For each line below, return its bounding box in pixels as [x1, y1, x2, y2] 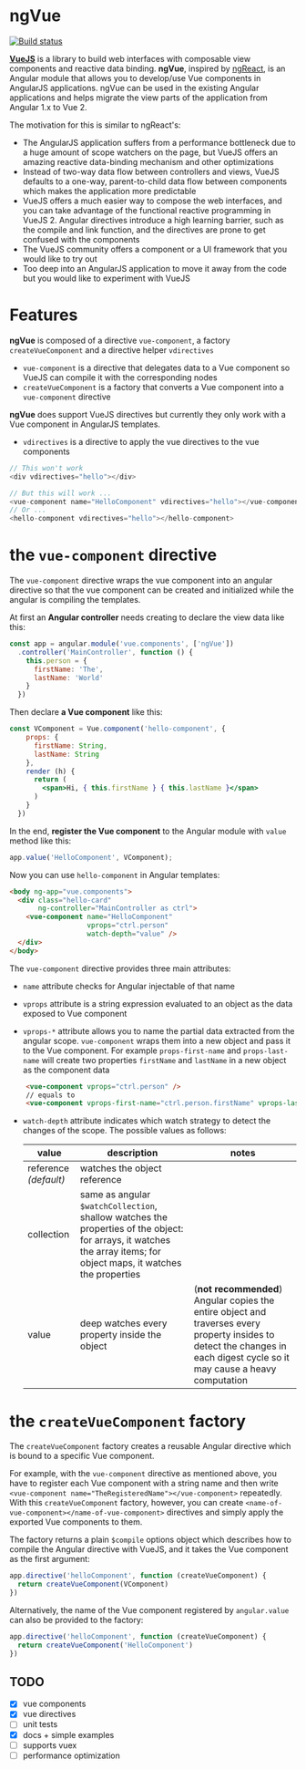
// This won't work [9, 463, 84, 472]
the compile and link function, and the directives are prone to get [22, 224, 266, 235]
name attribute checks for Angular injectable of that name [22, 980, 235, 991]
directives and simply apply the [166, 1506, 284, 1518]
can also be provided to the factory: [9, 1614, 144, 1625]
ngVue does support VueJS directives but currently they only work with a [9, 409, 287, 419]
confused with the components [22, 233, 140, 244]
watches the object [80, 1162, 162, 1175]
